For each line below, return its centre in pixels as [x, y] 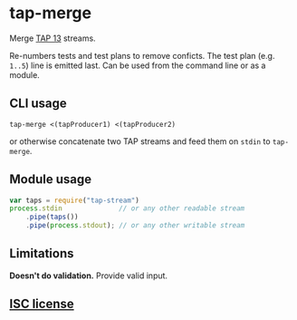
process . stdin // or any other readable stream [127, 208]
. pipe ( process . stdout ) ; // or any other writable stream [135, 226]
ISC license [42, 304]
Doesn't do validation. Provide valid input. [89, 276]
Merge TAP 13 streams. [53, 38]
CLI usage [38, 104]
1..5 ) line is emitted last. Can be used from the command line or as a [138, 65]
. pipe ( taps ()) [52, 217]
